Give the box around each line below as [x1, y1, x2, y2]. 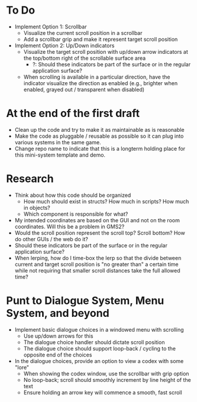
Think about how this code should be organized [14, 192, 131, 199]
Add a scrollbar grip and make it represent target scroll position [23, 35, 178, 43]
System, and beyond [6, 307, 109, 320]
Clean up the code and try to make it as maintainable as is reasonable [14, 126, 185, 133]
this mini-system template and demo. [14, 151, 105, 158]
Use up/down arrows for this [23, 332, 93, 339]
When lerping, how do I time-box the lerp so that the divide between [14, 254, 182, 261]
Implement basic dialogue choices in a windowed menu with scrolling [14, 326, 185, 333]
